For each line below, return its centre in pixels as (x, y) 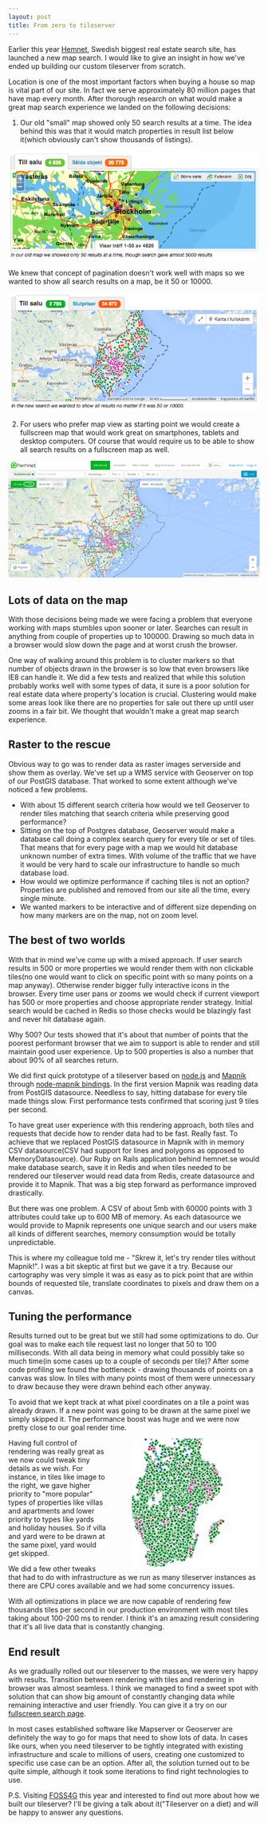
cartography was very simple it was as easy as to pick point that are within (131, 1275)
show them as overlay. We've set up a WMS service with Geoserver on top (131, 772)
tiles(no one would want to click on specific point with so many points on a (131, 976)
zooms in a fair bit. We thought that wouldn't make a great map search (124, 711)
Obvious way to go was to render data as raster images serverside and (124, 764)
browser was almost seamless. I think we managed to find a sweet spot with (134, 1688)
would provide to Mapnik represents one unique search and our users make (133, 1225)
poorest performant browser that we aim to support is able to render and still (134, 1043)
